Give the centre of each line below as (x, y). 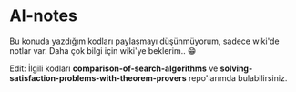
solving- (236, 68)
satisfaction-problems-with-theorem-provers (98, 77)
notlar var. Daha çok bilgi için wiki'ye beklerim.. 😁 (103, 50)
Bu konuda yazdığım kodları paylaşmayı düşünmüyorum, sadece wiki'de (144, 41)
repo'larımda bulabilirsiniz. (238, 77)
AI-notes (43, 16)
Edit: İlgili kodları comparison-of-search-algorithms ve (114, 68)
